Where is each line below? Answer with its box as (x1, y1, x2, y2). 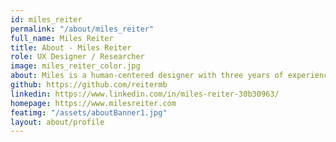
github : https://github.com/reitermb (10, 80, 168, 90)
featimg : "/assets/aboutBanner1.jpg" (10, 107, 168, 118)
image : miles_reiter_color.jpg (10, 61, 141, 71)
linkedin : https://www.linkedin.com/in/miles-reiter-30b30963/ (10, 89, 280, 99)
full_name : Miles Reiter (10, 33, 114, 43)
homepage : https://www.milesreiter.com (10, 98, 177, 108)
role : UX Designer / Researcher (10, 52, 145, 62)
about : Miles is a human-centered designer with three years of (10, 71, 284, 81)
